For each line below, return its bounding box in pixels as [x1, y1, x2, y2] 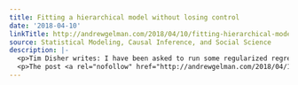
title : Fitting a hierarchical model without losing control [9, 12, 240, 22]
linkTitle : [9, 29, 50, 38]
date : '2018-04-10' [9, 21, 82, 30]
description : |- [9, 46, 69, 55]
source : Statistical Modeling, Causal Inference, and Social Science [9, 37, 272, 47]
